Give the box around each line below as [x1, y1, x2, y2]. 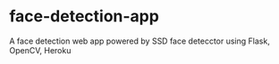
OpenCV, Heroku [9, 44, 72, 55]
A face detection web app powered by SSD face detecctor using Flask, [9, 36, 270, 46]
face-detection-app [9, 6, 159, 27]
